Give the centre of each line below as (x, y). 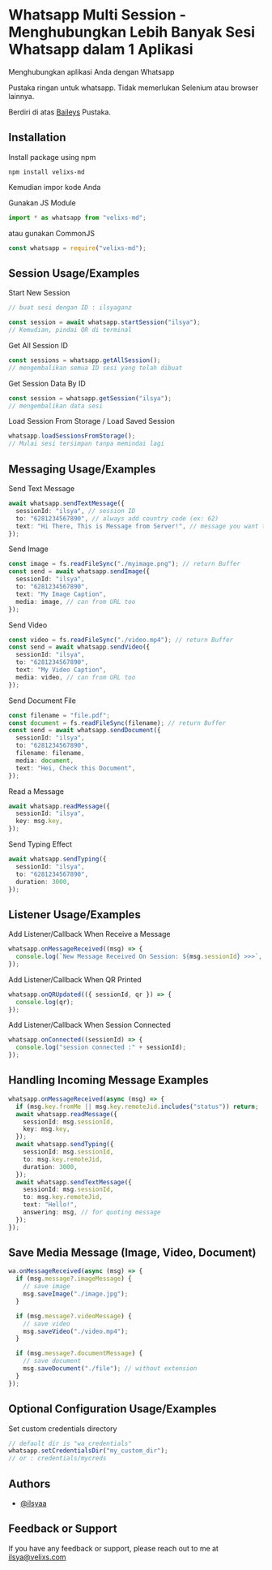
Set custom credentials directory (63, 1428)
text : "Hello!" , (51, 1205)
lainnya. (21, 96)
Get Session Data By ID (47, 383)
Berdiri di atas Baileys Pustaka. (60, 112)
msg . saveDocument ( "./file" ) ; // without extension (110, 1369)
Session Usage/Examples (74, 273)
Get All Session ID (38, 345)
